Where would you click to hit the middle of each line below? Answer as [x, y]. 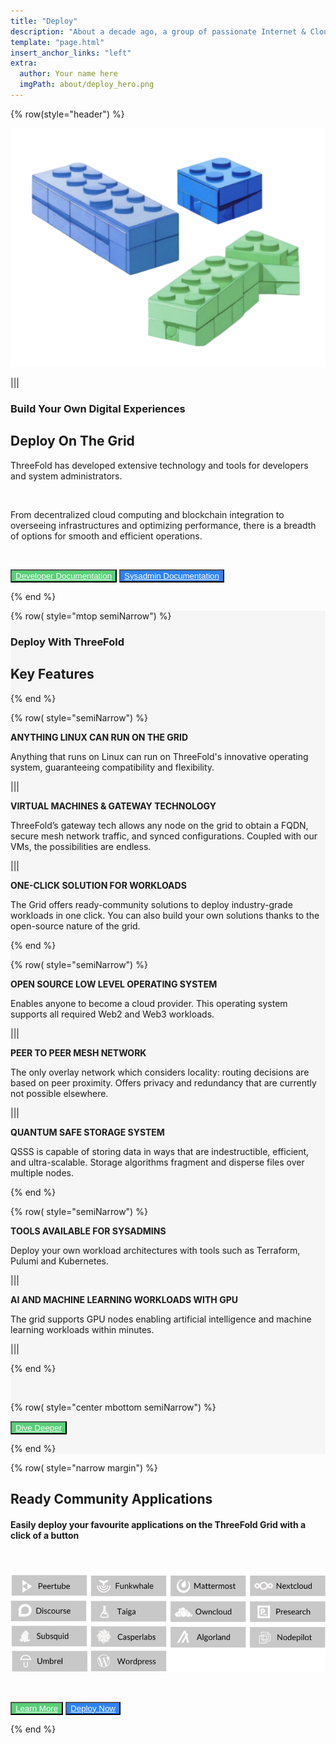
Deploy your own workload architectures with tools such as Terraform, [155, 1250]
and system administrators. [66, 476]
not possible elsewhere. [59, 1093]
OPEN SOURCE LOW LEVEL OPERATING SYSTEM [114, 984]
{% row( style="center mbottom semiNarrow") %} [113, 1407]
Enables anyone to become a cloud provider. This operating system [149, 1003]
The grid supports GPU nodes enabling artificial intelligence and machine [161, 1319]
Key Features [52, 674]
